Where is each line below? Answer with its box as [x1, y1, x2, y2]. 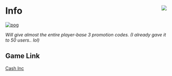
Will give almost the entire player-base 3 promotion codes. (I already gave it [5, 31, 166, 37]
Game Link [5, 52, 40, 60]
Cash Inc [5, 65, 24, 71]
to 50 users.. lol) [5, 37, 40, 43]
